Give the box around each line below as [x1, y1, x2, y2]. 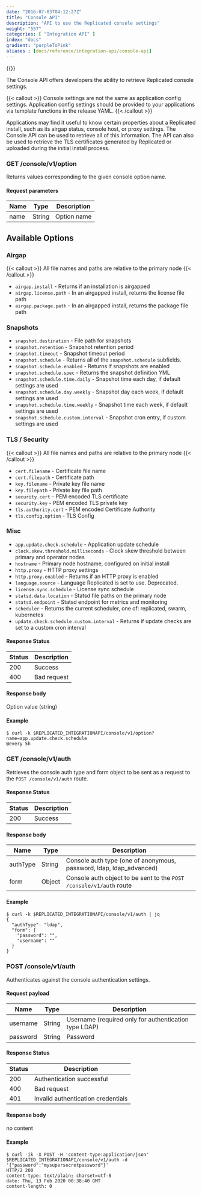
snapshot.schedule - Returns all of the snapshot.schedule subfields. [14, 356, 182, 363]
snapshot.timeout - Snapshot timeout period [14, 350, 125, 357]
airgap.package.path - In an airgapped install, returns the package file [14, 302, 189, 309]
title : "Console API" [6, 14, 61, 20]
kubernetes [14, 611, 44, 618]
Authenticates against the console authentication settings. [6, 976, 150, 983]
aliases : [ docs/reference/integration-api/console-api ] [6, 48, 152, 54]
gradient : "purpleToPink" [6, 43, 71, 49]
